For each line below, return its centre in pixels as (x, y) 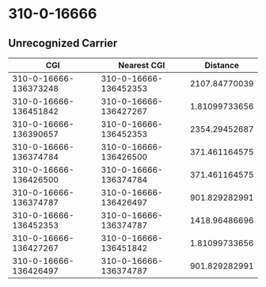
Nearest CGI (142, 65)
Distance (222, 65)
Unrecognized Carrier (63, 43)
